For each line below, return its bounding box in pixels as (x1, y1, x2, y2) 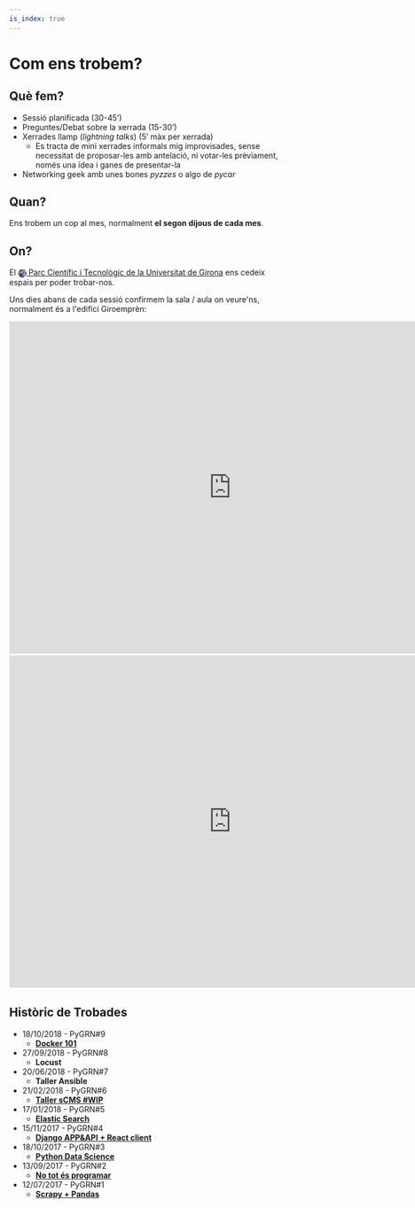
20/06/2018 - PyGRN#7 (21, 1066, 109, 1077)
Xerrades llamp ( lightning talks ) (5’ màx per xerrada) (21, 131, 214, 142)
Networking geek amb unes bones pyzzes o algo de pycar (21, 168, 236, 179)
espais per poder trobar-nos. (9, 277, 115, 287)
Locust (35, 1056, 62, 1067)
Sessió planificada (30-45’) (21, 112, 122, 123)
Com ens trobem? (9, 53, 144, 74)
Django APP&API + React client (35, 1132, 153, 1142)
